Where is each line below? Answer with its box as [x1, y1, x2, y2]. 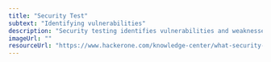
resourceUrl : [8, 42, 52, 50]
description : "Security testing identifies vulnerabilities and [8, 27, 229, 35]
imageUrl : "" [8, 34, 52, 43]
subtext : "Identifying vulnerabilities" [8, 19, 147, 27]
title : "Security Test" [8, 11, 89, 20]
